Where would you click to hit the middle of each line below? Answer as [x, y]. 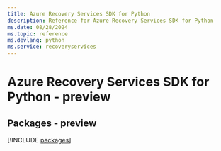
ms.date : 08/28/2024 [38, 27]
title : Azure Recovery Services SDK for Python [79, 14]
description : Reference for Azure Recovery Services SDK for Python [110, 21]
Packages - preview [52, 123]
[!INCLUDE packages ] [39, 140]
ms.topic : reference [38, 34]
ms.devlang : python [36, 40]
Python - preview [59, 97]
